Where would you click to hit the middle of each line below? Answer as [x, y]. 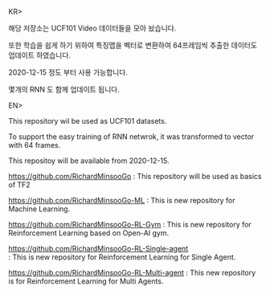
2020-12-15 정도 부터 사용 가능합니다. [68, 72]
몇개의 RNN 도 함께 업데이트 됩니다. [64, 89]
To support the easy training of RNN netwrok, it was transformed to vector [131, 137]
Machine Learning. [39, 209]
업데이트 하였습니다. [39, 55]
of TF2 [19, 185]
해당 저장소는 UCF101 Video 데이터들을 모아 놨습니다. [92, 28]
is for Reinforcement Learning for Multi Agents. [86, 281]
